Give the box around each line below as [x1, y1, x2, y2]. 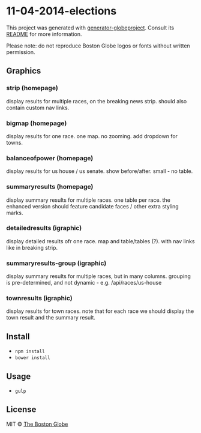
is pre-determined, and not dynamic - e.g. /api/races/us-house [6, 279, 162, 286]
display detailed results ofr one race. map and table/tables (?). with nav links [6, 237, 195, 244]
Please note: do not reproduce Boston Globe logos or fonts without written [6, 42, 190, 49]
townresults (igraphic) [6, 294, 73, 303]
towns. [6, 139, 23, 146]
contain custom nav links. [6, 104, 70, 111]
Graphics [6, 66, 41, 76]
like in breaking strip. [6, 244, 58, 251]
